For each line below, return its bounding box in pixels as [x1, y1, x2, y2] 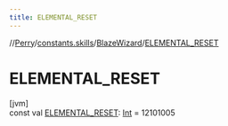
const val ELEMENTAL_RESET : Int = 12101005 [9, 107, 175, 118]
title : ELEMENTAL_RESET [9, 12, 98, 22]
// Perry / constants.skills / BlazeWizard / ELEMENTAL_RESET [9, 37, 219, 48]
